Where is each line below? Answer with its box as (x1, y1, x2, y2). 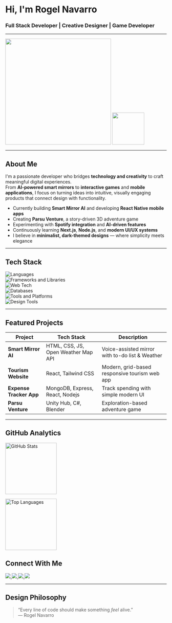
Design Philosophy (5, 593, 67, 602)
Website (8, 373, 29, 380)
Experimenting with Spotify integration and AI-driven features (12, 222, 146, 228)
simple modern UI (101, 391, 145, 398)
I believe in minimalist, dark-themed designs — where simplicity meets (12, 232, 165, 239)
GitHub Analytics (5, 429, 61, 437)
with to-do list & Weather (101, 352, 163, 359)
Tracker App (8, 391, 39, 398)
